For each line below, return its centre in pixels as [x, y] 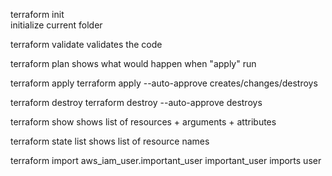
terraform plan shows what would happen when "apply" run [133, 63]
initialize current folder [56, 25]
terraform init [37, 14]
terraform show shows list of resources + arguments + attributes [143, 122]
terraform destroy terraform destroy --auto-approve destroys [136, 102]
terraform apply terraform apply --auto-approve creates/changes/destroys [164, 83]
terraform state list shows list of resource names [110, 141]
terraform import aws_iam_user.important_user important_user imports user [166, 160]
